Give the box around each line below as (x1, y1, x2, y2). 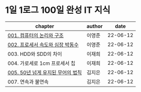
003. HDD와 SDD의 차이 (7, 50, 62, 57)
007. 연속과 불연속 (7, 78, 49, 85)
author (86, 23, 103, 30)
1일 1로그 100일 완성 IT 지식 (5, 4, 110, 16)
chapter (35, 23, 54, 30)
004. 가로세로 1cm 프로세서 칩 (7, 60, 76, 67)
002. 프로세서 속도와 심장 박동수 (7, 41, 79, 48)
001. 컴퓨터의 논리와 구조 (7, 32, 64, 39)
